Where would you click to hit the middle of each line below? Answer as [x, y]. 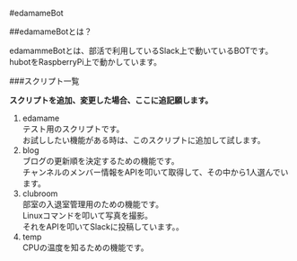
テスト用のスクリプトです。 [73, 129]
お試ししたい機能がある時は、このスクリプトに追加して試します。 [144, 140]
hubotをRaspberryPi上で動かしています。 [86, 62]
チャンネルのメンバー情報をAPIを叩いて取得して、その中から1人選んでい [155, 172]
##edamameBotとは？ [51, 31]
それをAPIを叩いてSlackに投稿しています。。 [103, 227]
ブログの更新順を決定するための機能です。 [100, 161]
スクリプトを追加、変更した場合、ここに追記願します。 [111, 100]
